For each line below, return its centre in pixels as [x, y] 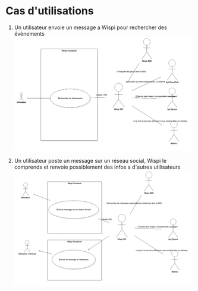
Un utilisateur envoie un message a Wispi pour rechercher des [90, 27]
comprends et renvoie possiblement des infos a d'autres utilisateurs [97, 167]
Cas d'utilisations [50, 11]
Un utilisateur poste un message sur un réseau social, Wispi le [90, 161]
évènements [29, 33]
